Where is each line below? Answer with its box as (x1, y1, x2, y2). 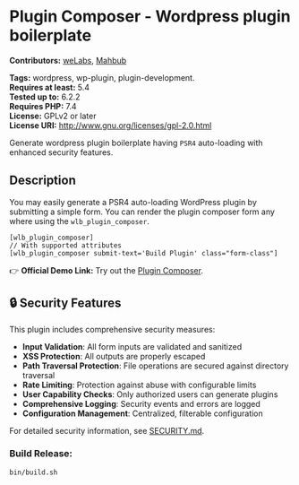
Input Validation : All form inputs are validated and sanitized (21, 341, 243, 351)
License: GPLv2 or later (9, 110, 97, 121)
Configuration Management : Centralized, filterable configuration (21, 408, 264, 419)
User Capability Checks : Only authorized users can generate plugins (21, 388, 278, 400)
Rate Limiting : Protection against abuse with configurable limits (21, 379, 257, 390)
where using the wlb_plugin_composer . (9, 215, 149, 226)
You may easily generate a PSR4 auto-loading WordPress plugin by (9, 196, 258, 207)
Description (9, 173, 76, 188)
